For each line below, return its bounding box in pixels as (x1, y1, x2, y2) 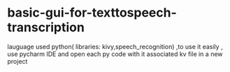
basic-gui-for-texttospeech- (7, 5, 177, 21)
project (7, 57, 28, 65)
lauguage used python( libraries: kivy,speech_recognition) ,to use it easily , (7, 42, 223, 51)
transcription (7, 19, 85, 35)
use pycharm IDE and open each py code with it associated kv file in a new (7, 50, 223, 58)
